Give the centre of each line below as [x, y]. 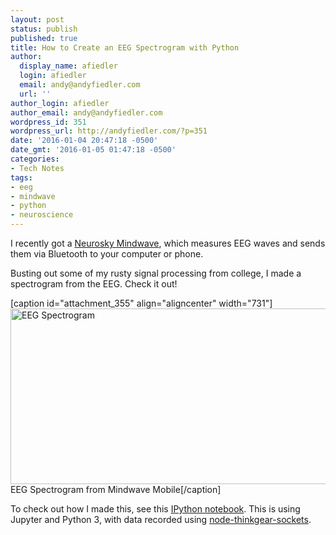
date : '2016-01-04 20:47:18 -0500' [84, 141]
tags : [21, 177]
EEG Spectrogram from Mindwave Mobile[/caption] [116, 489]
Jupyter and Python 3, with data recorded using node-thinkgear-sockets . [161, 519]
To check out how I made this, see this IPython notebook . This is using [155, 509]
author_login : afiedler [60, 103]
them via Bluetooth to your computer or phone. [107, 254]
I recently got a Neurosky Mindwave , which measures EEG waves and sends [168, 243]
